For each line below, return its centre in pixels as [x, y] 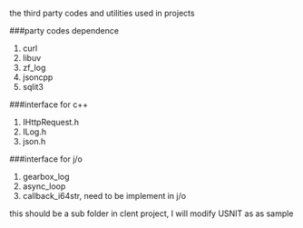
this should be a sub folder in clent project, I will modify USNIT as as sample [151, 213]
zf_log [34, 68]
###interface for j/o [46, 159]
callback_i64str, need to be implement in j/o [104, 196]
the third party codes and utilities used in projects [102, 13]
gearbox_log [46, 177]
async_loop [44, 186]
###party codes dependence [64, 30]
